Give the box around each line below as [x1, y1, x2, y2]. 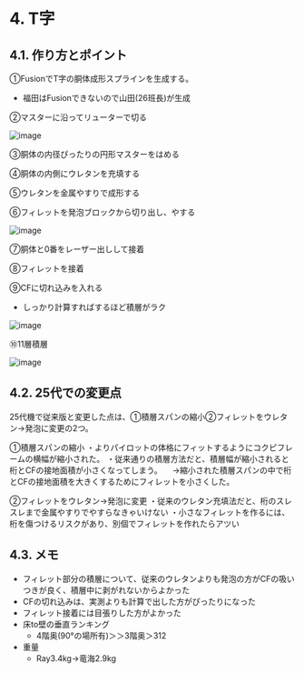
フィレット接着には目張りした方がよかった [22, 607, 181, 618]
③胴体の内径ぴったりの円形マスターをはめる [9, 149, 180, 159]
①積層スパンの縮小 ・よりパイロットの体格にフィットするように [9, 442, 254, 453]
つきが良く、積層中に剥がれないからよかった [22, 584, 191, 596]
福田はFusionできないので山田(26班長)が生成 [22, 93, 191, 103]
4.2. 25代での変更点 [9, 386, 123, 401]
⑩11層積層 [9, 338, 48, 349]
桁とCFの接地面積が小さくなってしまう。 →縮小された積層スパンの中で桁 [9, 465, 292, 476]
